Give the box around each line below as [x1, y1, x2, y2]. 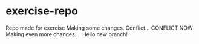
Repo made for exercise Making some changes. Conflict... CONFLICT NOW [5, 24, 193, 31]
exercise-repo [5, 4, 78, 18]
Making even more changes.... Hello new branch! [5, 30, 128, 37]
